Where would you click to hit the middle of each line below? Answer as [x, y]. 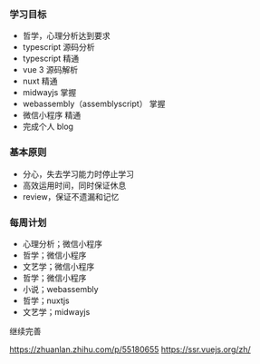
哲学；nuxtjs [46, 300]
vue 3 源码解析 [50, 70]
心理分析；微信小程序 [62, 243]
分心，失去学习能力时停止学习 [78, 173]
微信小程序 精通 [52, 115]
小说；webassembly [60, 289]
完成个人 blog [48, 127]
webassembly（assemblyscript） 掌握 [94, 104]
